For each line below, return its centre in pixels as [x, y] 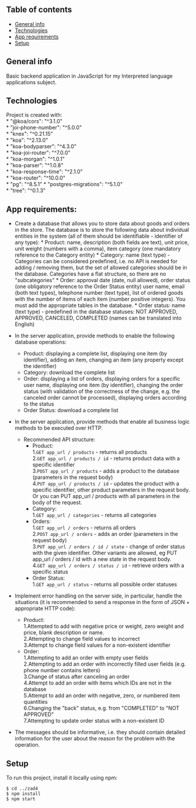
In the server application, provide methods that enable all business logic [102, 422]
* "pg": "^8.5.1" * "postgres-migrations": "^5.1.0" [64, 184]
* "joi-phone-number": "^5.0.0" [44, 127]
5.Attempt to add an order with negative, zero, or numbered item [102, 695]
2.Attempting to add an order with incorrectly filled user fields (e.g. [104, 664]
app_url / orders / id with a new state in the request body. [102, 559]
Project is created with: [34, 115]
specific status [50, 572]
